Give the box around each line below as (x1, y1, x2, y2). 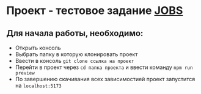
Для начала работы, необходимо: (6, 28, 144, 38)
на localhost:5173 (15, 82, 62, 89)
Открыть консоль (15, 44, 61, 51)
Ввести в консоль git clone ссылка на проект (15, 57, 134, 64)
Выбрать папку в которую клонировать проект (15, 51, 138, 58)
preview (15, 70, 35, 76)
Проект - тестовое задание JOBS (6, 4, 183, 18)
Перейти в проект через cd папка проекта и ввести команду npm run (15, 63, 193, 71)
